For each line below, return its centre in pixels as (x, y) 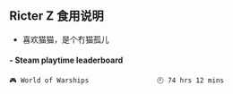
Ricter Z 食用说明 (57, 16)
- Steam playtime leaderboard (66, 60)
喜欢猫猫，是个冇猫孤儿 (65, 39)
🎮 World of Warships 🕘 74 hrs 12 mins (116, 81)
